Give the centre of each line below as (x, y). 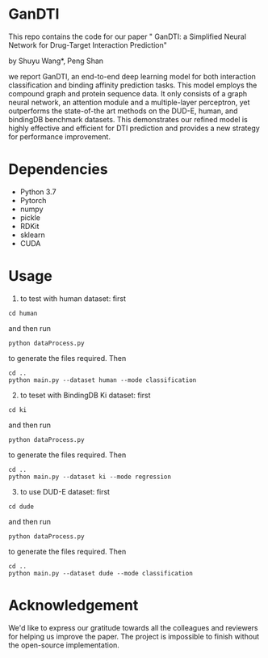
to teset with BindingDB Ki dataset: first (85, 395)
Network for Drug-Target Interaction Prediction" (88, 45)
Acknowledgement (73, 605)
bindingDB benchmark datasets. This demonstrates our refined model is (128, 119)
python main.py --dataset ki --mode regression (90, 477)
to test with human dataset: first (73, 298)
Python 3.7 (38, 192)
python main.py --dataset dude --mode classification (101, 573)
